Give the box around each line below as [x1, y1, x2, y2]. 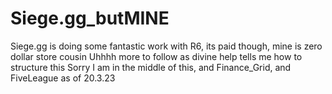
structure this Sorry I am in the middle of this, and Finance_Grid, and [10, 61, 292, 73]
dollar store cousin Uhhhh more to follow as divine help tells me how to [10, 50, 303, 62]
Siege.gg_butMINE [10, 7, 170, 30]
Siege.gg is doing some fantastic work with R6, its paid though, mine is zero [10, 40, 323, 52]
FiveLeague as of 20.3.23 [10, 72, 116, 84]
